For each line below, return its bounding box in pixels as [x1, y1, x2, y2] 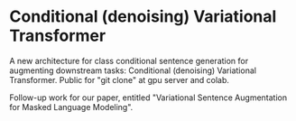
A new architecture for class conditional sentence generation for [9, 55, 249, 66]
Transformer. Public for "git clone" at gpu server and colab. [9, 74, 230, 85]
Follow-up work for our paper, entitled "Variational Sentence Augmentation [9, 92, 287, 103]
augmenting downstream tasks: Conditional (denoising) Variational [9, 65, 257, 76]
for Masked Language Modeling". [9, 101, 134, 112]
